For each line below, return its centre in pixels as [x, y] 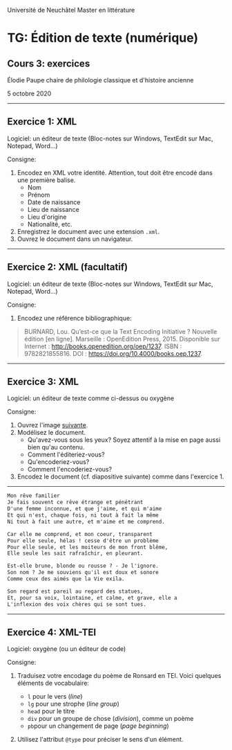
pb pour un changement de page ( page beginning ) [98, 726]
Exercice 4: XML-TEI [52, 632]
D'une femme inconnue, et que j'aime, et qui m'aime [85, 509]
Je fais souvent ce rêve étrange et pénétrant [75, 502]
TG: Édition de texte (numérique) [103, 38]
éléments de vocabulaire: [53, 683]
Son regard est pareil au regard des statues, [75, 591]
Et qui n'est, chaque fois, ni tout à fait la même [83, 515]
